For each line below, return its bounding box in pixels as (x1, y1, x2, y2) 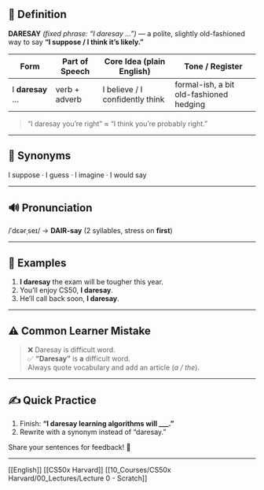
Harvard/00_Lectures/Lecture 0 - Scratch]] (8, 473, 148, 483)
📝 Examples (8, 256, 67, 269)
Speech (60, 65, 90, 76)
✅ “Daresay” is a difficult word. (27, 354, 131, 363)
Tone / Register (184, 61, 243, 72)
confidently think (102, 94, 165, 105)
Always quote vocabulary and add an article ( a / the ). (27, 363, 200, 373)
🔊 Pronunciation (8, 202, 93, 215)
